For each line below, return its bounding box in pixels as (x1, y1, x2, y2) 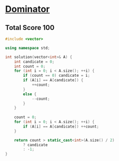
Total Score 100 (5, 23, 55, 32)
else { (23, 91, 37, 97)
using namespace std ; (5, 45, 50, 50)
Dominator (5, 3, 50, 15)
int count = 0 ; (14, 64, 46, 69)
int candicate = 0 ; (14, 59, 55, 64)
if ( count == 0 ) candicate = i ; (23, 73, 91, 78)
